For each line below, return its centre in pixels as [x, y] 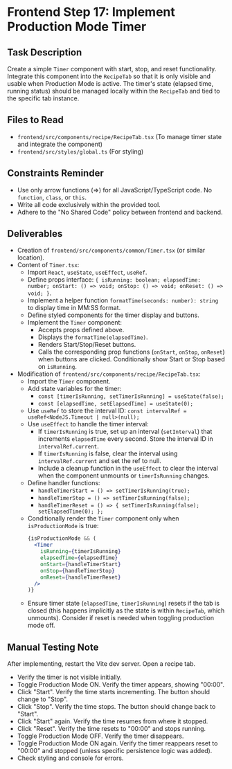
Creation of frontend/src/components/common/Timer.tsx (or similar [111, 251]
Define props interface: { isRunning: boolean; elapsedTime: [114, 280]
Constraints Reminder [55, 173]
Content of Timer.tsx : [48, 265]
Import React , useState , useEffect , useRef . [87, 272]
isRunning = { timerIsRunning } [81, 552]
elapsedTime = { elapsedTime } [79, 558]
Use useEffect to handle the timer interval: [88, 424]
